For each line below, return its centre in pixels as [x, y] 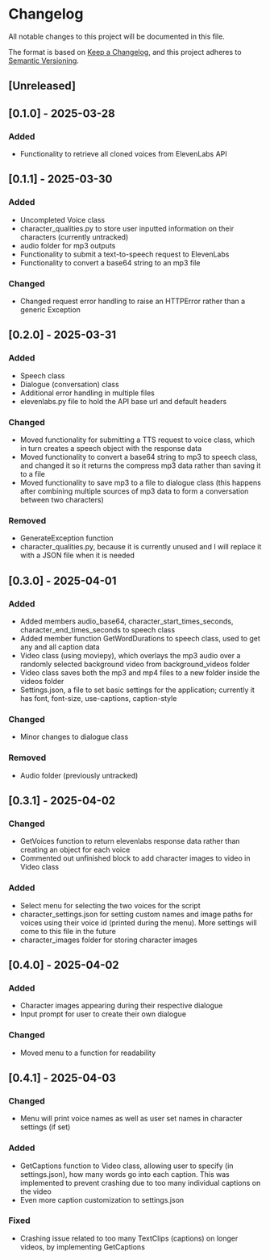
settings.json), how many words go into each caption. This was [125, 1174]
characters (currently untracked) [74, 237]
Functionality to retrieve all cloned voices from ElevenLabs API [123, 154]
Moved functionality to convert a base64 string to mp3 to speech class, [139, 457]
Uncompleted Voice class [62, 219]
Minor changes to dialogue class [74, 737]
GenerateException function [66, 538]
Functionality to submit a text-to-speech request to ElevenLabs [125, 254]
